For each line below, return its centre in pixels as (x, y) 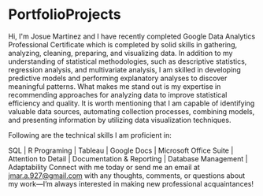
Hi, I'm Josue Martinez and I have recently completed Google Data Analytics (132, 36)
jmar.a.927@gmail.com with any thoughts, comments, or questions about (127, 176)
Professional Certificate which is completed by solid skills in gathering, (123, 44)
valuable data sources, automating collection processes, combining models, (131, 111)
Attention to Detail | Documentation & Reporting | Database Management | (128, 158)
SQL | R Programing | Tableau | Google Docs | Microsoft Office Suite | (121, 150)
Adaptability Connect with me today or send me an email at (104, 167)
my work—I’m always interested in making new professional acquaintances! (131, 183)
